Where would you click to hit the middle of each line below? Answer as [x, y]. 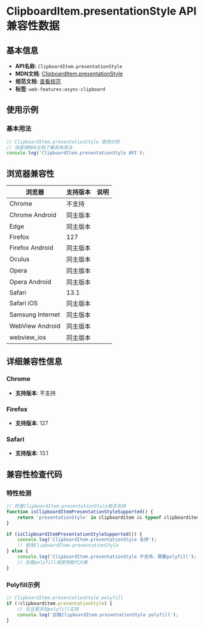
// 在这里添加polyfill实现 [48, 609]
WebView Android [35, 326]
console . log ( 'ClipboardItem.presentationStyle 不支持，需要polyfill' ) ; [107, 557]
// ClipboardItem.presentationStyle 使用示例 [63, 142]
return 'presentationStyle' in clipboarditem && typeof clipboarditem [108, 517]
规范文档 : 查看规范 [38, 81]
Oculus [19, 259]
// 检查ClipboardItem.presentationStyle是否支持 [66, 506]
